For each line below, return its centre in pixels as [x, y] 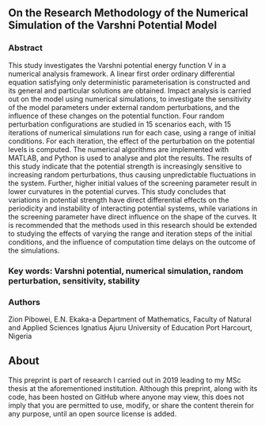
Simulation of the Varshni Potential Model [113, 26]
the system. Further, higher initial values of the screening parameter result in [132, 183]
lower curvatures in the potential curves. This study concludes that [117, 191]
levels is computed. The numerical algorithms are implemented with [119, 149]
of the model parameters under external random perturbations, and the [124, 107]
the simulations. [34, 250]
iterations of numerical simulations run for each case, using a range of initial [132, 132]
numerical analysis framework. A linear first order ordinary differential [121, 74]
